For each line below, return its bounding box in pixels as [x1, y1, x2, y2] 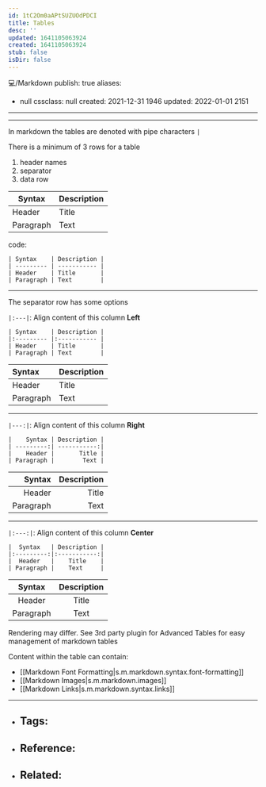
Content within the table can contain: [8, 651, 129, 661]
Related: [19, 769, 62, 782]
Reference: [19, 741, 76, 754]
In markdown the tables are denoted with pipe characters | [8, 126, 200, 136]
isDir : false [8, 56, 51, 64]
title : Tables [8, 19, 55, 27]
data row [19, 174, 49, 183]
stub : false [8, 48, 47, 56]
